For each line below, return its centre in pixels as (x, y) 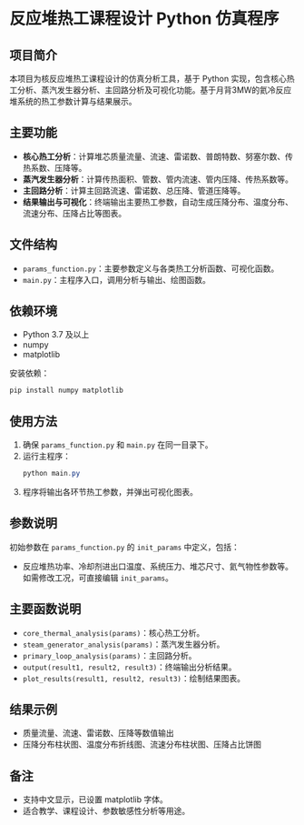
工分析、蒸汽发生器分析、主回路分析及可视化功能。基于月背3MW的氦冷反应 (151, 90)
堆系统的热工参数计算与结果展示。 (73, 101)
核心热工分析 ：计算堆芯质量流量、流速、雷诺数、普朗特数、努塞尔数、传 (157, 156)
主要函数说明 (45, 609)
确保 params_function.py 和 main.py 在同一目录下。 (118, 445)
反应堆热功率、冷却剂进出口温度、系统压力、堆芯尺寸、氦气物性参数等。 (157, 566)
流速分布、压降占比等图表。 (74, 213)
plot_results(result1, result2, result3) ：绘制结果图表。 (133, 678)
